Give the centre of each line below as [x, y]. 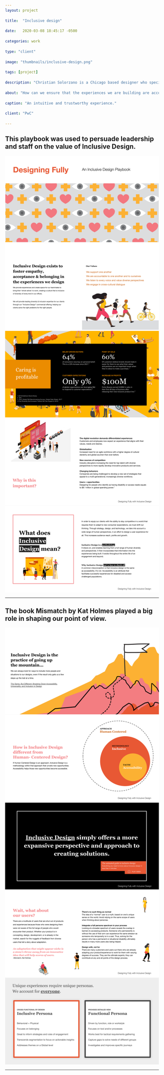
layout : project [21, 10]
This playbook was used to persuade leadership [80, 139]
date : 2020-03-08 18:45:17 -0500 [41, 31]
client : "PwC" [20, 113]
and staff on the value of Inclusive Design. [71, 147]
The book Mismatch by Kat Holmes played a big [79, 611]
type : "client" [20, 51]
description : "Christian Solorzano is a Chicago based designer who [76, 83]
